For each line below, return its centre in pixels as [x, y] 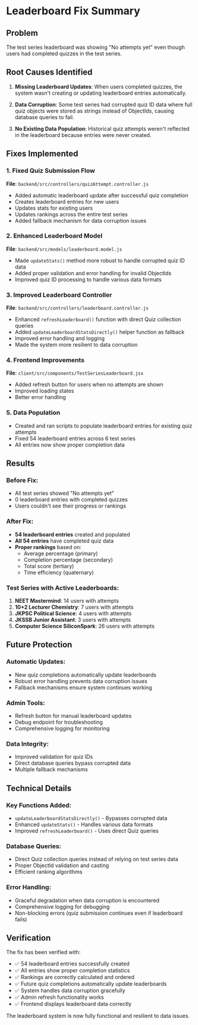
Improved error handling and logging [60, 338]
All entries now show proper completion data [70, 444]
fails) [21, 919]
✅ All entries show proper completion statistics [72, 971]
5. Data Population [33, 413]
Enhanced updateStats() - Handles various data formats [84, 824]
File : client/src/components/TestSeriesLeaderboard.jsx [75, 373]
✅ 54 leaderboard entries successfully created [72, 964]
